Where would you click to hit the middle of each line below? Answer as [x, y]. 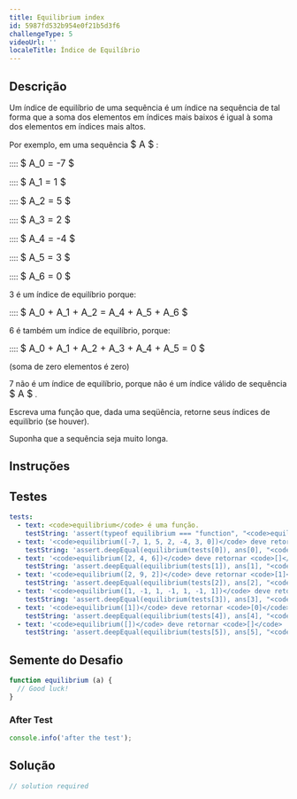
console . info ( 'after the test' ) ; [71, 738]
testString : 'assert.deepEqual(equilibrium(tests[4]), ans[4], [144, 616]
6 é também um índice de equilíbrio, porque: [90, 330]
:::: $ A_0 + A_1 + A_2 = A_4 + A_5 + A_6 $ [99, 312]
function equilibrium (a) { [61, 681]
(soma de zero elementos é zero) [69, 366]
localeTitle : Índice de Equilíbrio [75, 51]
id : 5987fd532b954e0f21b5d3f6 [65, 26]
